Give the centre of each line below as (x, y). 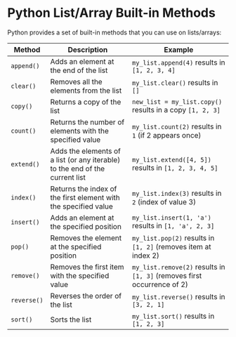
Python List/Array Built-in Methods (111, 13)
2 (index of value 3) (164, 201)
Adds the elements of (86, 151)
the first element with (85, 197)
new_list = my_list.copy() (177, 102)
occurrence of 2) (160, 284)
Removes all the (77, 81)
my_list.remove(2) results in (179, 267)
